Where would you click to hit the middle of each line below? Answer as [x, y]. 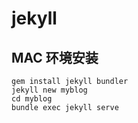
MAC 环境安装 [55, 57]
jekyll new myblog [49, 90]
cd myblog [32, 99]
